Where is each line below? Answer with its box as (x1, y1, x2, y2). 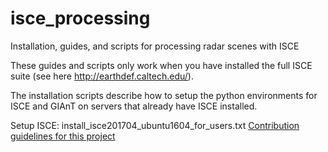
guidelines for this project (10, 130, 116, 142)
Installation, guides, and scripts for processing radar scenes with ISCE (10, 40, 300, 52)
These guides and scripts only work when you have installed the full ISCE (10, 59, 313, 71)
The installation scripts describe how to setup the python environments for (10, 89, 318, 101)
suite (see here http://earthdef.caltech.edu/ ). (10, 70, 194, 82)
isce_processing (10, 7, 151, 30)
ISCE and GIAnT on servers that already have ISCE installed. (10, 100, 258, 112)
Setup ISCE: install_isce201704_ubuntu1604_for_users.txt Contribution (10, 119, 300, 131)
